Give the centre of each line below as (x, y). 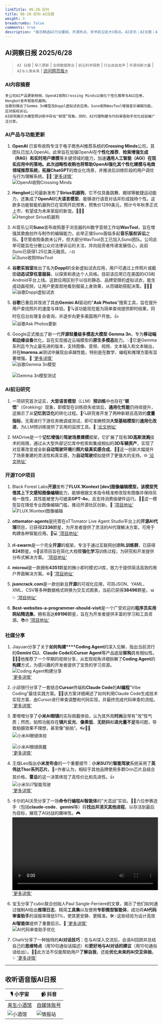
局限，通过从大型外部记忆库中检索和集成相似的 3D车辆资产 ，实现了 (87, 443)
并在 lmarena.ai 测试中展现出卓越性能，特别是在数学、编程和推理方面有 (82, 352)
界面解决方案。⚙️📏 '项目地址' (45, 574)
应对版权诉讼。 (18, 111)
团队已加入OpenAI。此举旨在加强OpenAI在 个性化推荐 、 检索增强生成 (80, 152)
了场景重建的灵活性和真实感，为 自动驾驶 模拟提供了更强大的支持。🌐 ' (81, 455)
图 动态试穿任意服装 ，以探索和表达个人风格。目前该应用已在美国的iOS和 (83, 274)
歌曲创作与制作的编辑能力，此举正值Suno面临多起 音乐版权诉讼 (83, 233)
